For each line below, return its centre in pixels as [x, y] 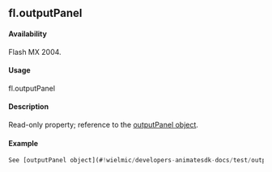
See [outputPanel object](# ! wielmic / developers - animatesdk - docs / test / [130, 161]
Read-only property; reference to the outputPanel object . [103, 125]
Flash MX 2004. [35, 52]
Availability [28, 34]
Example [23, 143]
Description [29, 107]
